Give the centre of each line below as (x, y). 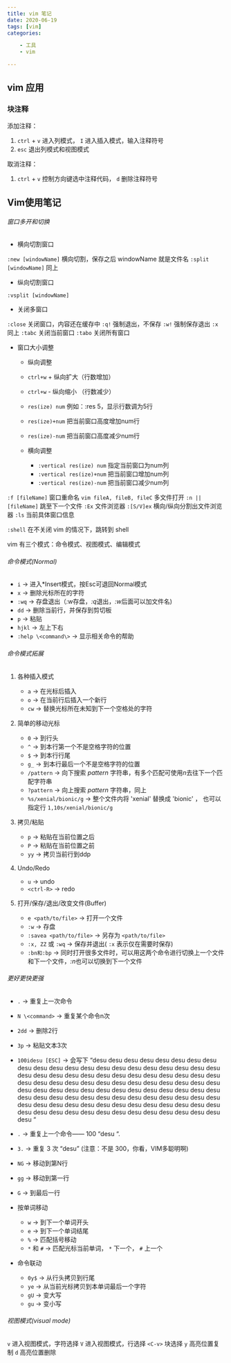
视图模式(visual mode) (39, 1321)
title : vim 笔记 (29, 14)
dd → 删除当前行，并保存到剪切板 (64, 610)
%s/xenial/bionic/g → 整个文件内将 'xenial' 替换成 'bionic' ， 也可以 (124, 798)
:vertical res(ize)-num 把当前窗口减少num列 (103, 483)
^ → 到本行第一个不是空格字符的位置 (79, 746)
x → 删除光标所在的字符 (51, 593)
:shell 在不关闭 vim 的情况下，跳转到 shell (68, 530)
